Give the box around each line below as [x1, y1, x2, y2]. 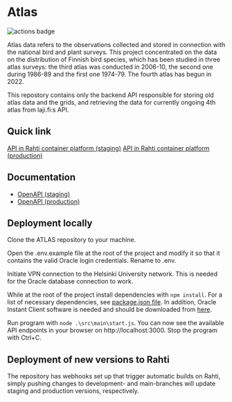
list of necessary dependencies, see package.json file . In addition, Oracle [7, 298, 217, 306]
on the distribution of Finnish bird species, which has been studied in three [7, 55, 220, 63]
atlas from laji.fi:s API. [7, 105, 69, 114]
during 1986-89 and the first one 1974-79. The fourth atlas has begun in [7, 70, 212, 78]
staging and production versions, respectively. [7, 387, 140, 395]
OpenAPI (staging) [17, 190, 71, 198]
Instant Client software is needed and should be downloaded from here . [7, 306, 213, 314]
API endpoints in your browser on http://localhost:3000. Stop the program [7, 326, 218, 335]
